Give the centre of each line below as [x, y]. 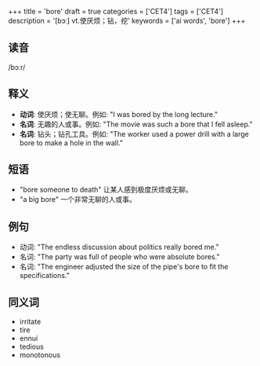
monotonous [40, 355]
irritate [30, 322]
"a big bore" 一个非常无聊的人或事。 [78, 199]
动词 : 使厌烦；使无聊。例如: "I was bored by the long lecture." [118, 114]
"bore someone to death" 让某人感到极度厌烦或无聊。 [106, 190]
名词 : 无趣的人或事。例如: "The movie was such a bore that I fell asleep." [136, 124]
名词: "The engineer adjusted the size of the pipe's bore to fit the [124, 267]
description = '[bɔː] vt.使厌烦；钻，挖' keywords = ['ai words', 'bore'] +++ [127, 20]
